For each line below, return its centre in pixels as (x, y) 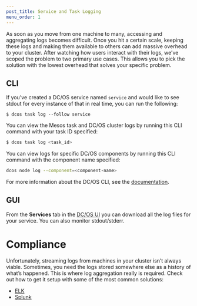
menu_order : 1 (24, 17)
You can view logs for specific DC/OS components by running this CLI (91, 154)
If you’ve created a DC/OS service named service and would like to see (93, 97)
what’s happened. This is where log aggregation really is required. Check (94, 273)
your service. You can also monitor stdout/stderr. (65, 220)
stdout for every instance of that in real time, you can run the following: (92, 104)
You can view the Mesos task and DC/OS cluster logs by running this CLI (94, 125)
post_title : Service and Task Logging (54, 11)
